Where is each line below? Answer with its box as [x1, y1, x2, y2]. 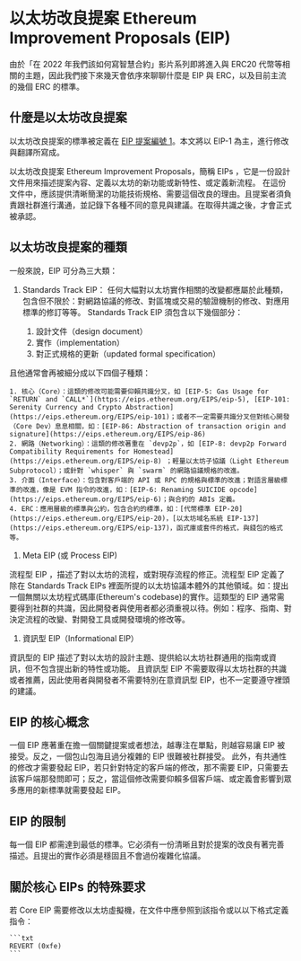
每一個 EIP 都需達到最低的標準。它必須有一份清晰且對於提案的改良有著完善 [9, 839, 285, 850]
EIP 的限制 [9, 814, 66, 829]
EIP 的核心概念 [9, 714, 90, 729]
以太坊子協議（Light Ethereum [185, 456, 289, 465]
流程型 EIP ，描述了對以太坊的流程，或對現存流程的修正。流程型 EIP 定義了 [9, 569, 285, 579]
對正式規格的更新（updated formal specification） [35, 348, 221, 359]
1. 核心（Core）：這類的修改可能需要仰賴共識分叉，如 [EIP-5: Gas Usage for [9, 387, 270, 396]
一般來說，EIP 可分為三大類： [9, 265, 118, 276]
